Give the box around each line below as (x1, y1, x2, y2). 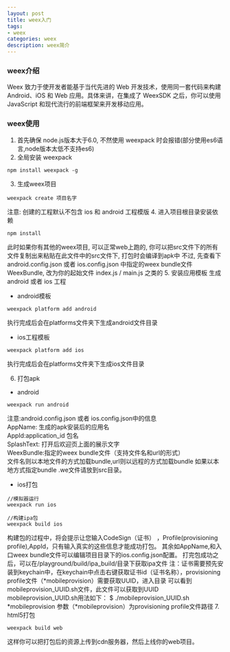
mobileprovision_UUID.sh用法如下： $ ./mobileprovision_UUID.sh (7, 594, 190, 602)
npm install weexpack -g (7, 166, 78, 174)
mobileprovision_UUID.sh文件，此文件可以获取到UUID (7, 585, 159, 593)
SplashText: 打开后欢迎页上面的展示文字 (7, 440, 120, 448)
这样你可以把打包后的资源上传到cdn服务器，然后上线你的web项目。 (7, 637, 198, 646)
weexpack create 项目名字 (7, 194, 78, 201)
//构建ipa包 (7, 515, 38, 521)
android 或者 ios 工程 (7, 277, 67, 285)
